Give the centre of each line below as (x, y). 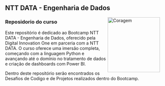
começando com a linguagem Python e (45, 53)
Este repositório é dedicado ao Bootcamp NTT (52, 32)
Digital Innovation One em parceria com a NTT (52, 43)
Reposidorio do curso (31, 22)
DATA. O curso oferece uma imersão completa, (53, 48)
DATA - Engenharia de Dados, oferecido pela (50, 38)
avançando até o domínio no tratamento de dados (55, 59)
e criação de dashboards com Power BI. (45, 64)
